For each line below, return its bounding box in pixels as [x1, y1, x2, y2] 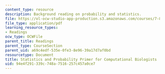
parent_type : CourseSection [5, 43, 63, 48]
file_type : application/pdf [5, 20, 63, 26]
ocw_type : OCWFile [5, 35, 43, 39]
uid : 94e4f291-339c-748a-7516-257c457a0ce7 [5, 61, 96, 66]
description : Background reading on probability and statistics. [5, 12, 141, 17]
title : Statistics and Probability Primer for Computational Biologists [5, 57, 157, 62]
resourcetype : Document [5, 52, 54, 57]
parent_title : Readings [5, 39, 54, 44]
